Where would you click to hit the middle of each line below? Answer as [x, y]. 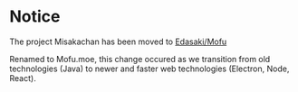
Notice [35, 17]
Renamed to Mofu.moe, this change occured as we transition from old [140, 59]
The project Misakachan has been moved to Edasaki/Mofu [118, 41]
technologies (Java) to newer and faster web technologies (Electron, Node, [149, 69]
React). [23, 78]
